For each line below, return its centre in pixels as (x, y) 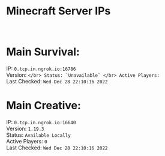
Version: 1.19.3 (25, 128)
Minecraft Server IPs (58, 11)
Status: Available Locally (38, 135)
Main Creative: (43, 106)
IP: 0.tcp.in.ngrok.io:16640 (41, 122)
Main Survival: (43, 52)
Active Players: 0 (27, 141)
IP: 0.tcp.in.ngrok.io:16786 (41, 68)
